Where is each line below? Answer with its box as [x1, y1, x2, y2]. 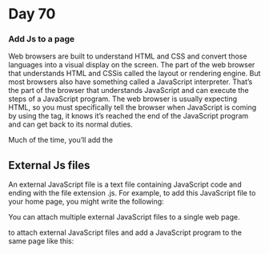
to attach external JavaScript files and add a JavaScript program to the [8, 228, 243, 237]
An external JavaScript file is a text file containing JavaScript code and [8, 179, 242, 189]
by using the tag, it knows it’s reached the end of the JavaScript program [8, 111, 249, 121]
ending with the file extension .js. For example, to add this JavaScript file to [8, 188, 256, 198]
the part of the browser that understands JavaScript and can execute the [8, 86, 250, 95]
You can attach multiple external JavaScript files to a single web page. [8, 212, 240, 222]
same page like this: [8, 236, 74, 246]
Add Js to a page [8, 34, 75, 45]
